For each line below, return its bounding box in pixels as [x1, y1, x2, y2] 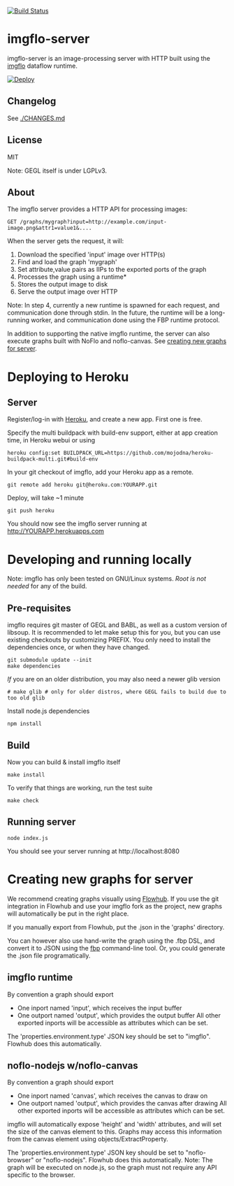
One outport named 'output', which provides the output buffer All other [17, 1011, 221, 1020]
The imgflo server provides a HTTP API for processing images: [7, 205, 188, 213]
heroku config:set [7, 449, 61, 457]
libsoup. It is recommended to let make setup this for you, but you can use [7, 628, 221, 637]
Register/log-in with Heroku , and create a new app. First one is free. [7, 415, 203, 424]
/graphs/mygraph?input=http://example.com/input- [20, 219, 168, 226]
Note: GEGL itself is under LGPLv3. [7, 166, 107, 175]
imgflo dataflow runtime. [7, 62, 78, 70]
